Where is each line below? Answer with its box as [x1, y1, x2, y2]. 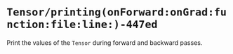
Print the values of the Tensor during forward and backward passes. [6, 38, 203, 47]
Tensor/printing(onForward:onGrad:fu [6, 6, 227, 19]
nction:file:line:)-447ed [6, 18, 158, 32]
